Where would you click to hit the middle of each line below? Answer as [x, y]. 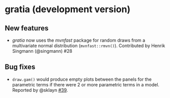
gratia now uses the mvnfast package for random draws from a [79, 40]
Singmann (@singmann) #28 [42, 51]
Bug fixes [20, 67]
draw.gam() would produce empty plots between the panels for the [82, 79]
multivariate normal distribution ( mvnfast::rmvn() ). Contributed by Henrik [89, 46]
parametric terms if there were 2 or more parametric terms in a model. [86, 84]
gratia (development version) [68, 9]
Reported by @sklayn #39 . [40, 90]
